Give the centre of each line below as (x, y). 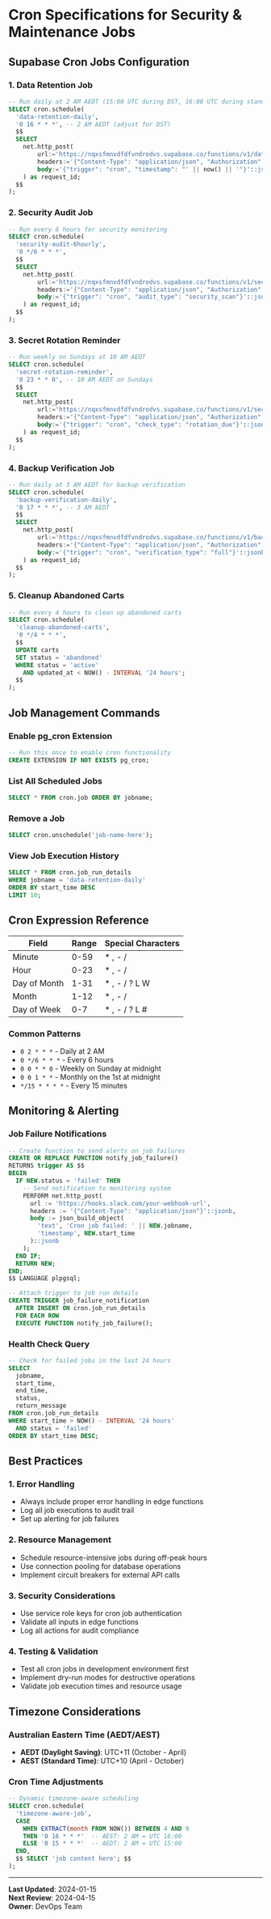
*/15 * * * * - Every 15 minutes (73, 1085)
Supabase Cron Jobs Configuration (99, 62)
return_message (41, 1406)
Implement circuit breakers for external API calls (100, 1575)
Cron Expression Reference (79, 921)
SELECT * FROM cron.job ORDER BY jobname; (81, 797)
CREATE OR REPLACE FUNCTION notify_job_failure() (94, 1158)
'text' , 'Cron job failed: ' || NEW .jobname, (115, 1226)
